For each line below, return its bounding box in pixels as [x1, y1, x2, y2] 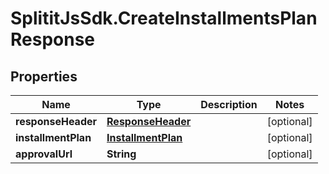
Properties [10, 68, 78, 85]
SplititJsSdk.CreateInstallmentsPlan [10, 7, 318, 30]
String [106, 147, 137, 161]
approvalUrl [15, 147, 73, 161]
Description [200, 98, 258, 111]
